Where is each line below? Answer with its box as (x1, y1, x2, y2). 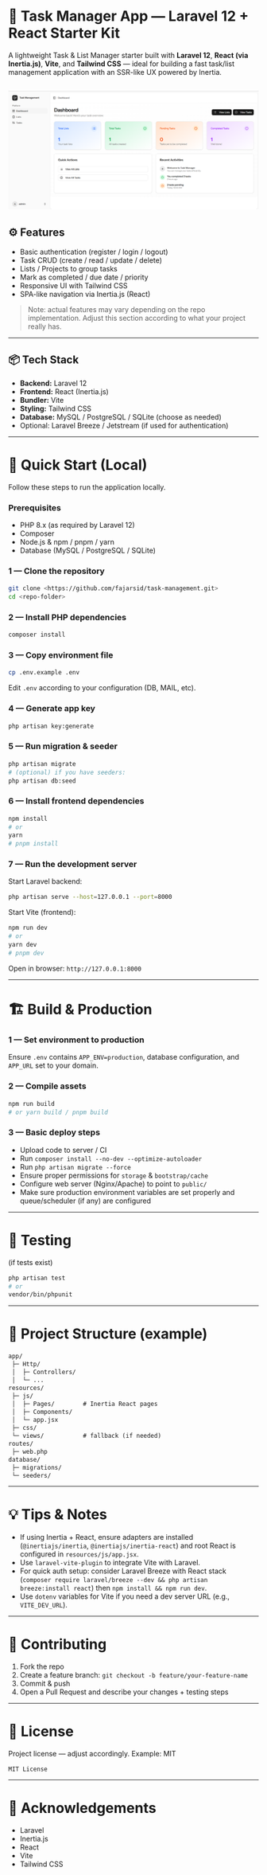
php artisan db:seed (8, 776, 77, 785)
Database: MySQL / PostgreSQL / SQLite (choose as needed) (19, 412, 222, 421)
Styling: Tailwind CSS (19, 404, 92, 413)
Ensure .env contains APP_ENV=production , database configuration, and (8, 1053, 240, 1062)
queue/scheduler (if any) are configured (19, 1196, 152, 1205)
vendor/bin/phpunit (8, 1291, 73, 1299)
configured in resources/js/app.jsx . (19, 1549, 139, 1559)
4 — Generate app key (8, 703, 95, 714)
